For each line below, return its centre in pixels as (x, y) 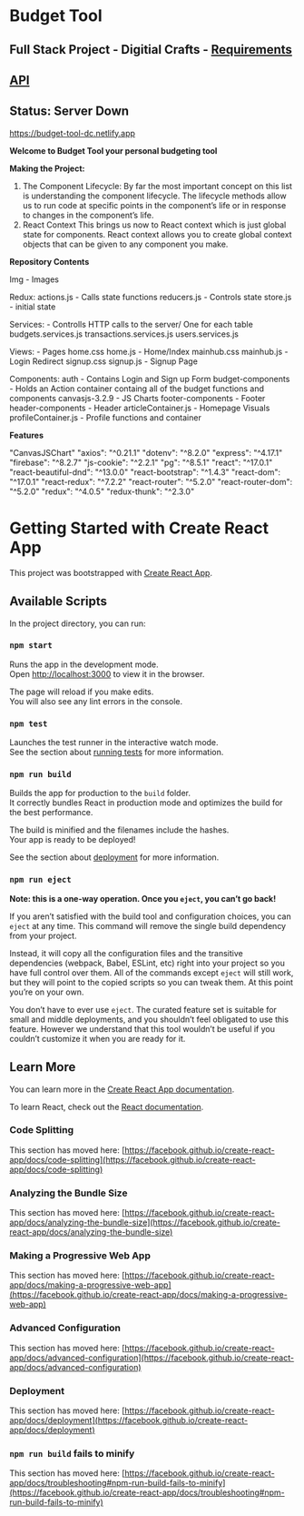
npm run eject (40, 880)
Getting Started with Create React (139, 528)
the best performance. (51, 813)
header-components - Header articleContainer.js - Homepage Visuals (140, 408)
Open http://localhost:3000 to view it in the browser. (107, 673)
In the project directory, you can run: (78, 623)
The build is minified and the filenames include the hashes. (119, 830)
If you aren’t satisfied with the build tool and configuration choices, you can (151, 916)
